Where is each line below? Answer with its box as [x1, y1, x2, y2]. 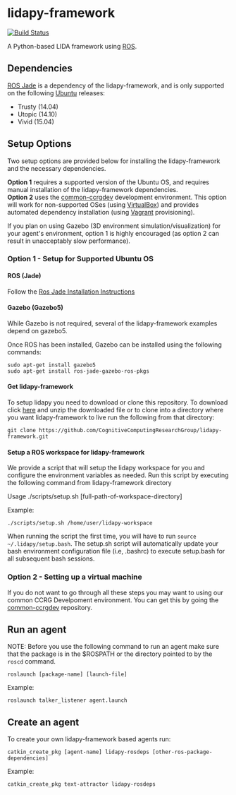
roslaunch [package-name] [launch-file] [7, 671, 128, 679]
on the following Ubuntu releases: [7, 88, 106, 97]
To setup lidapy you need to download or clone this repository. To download [7, 398, 228, 407]
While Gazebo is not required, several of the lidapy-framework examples [7, 319, 218, 328]
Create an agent [7, 716, 80, 728]
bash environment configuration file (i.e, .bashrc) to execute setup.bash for [7, 547, 225, 556]
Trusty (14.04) [17, 102, 58, 111]
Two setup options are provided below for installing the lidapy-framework [7, 157, 221, 165]
